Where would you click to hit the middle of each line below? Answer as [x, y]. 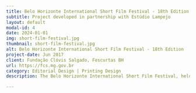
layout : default [26, 22]
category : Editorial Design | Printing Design [64, 71]
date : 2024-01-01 [27, 33]
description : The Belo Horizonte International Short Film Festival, [92, 76]
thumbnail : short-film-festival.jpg [50, 44]
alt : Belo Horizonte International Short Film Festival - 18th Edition [95, 49]
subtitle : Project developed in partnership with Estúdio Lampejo [88, 17]
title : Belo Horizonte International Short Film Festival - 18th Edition [98, 11]
